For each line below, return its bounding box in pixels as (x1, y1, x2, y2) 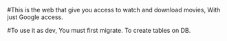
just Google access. (7, 13, 63, 21)
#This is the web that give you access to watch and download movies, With (7, 6, 221, 14)
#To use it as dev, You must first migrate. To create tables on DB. (7, 27, 191, 34)
